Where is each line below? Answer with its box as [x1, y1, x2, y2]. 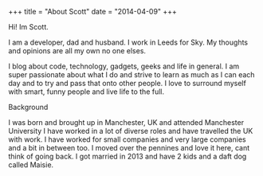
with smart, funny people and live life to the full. [8, 87, 165, 96]
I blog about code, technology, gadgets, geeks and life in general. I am [8, 61, 240, 71]
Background [8, 103, 49, 111]
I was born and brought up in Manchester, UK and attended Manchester [8, 118, 245, 127]
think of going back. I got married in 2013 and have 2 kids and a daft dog [8, 151, 247, 161]
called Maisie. [8, 160, 54, 170]
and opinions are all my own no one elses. [8, 46, 146, 55]
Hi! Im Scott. [8, 22, 49, 31]
